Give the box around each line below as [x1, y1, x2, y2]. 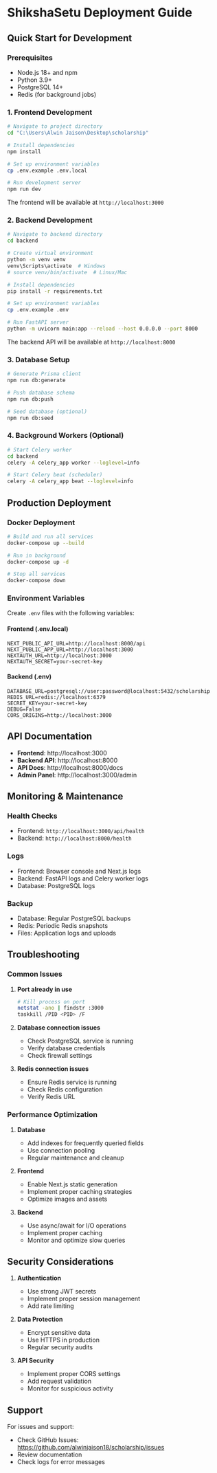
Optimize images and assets [27, 1195, 108, 1203]
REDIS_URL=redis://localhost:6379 [7, 694, 106, 700]
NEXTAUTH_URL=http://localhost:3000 [7, 652, 112, 659]
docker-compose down [7, 577, 67, 584]
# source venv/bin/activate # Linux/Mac [7, 269, 128, 276]
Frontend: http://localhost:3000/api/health [16, 827, 145, 835]
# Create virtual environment [7, 250, 94, 257]
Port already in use [16, 985, 73, 993]
